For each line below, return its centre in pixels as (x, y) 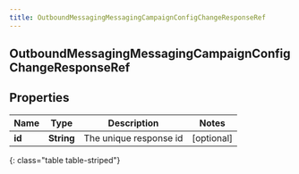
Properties (39, 98)
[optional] (213, 137)
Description (133, 123)
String (61, 137)
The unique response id (133, 137)
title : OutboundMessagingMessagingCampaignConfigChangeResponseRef (138, 17)
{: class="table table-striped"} (65, 160)
